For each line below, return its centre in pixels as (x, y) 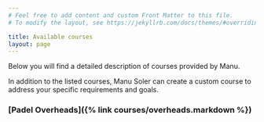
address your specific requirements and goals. (83, 90)
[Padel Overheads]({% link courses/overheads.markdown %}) (130, 110)
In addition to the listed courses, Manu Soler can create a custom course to (130, 81)
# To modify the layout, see (56, 23)
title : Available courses (50, 37)
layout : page (29, 44)
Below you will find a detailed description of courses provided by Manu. (124, 66)
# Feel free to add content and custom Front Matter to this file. (121, 15)
